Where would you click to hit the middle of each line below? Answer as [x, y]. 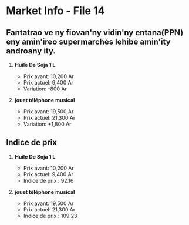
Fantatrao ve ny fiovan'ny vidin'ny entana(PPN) [95, 33]
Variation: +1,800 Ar [47, 124]
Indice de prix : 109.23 [50, 216]
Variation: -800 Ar [45, 89]
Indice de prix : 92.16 [48, 180]
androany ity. [31, 51]
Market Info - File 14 [55, 11]
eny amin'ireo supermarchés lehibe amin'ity [89, 41]
